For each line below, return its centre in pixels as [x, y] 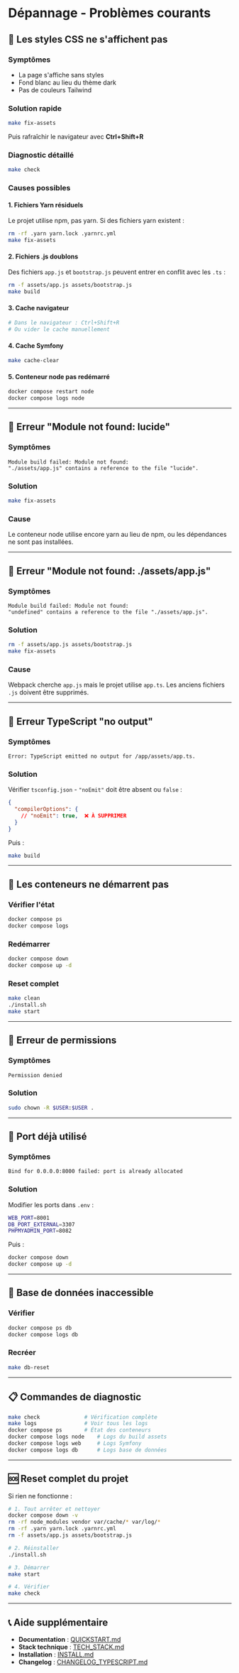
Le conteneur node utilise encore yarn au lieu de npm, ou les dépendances [117, 535]
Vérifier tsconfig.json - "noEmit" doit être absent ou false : [95, 790]
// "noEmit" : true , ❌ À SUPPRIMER [74, 816]
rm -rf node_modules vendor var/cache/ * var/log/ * [84, 1522]
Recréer [22, 1353]
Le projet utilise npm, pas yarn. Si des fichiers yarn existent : [96, 221]
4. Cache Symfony [36, 345]
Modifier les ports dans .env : [51, 1204]
